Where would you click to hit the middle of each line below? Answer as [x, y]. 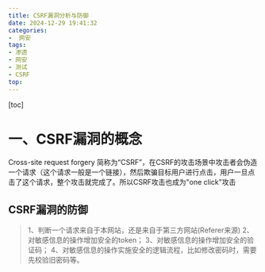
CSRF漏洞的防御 [48, 210]
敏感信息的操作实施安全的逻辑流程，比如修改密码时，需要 [163, 250]
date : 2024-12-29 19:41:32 [53, 23]
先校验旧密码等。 [56, 260]
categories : [28, 30]
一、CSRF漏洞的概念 [75, 139]
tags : [17, 45]
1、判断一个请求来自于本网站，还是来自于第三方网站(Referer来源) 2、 [140, 230]
